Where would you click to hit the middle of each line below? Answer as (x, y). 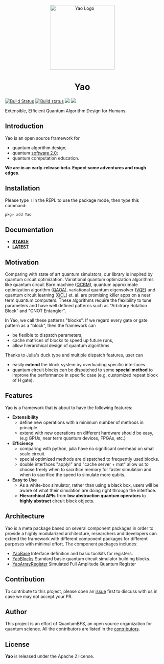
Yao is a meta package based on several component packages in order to (79, 528)
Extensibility (25, 417)
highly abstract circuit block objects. (57, 501)
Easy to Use (24, 480)
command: (16, 205)
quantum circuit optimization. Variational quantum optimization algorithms (80, 280)
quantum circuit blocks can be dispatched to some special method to (82, 370)
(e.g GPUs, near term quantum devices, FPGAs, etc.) (72, 438)
